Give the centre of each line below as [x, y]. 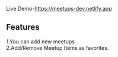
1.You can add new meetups [41, 42]
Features [23, 27]
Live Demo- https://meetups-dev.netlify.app [59, 9]
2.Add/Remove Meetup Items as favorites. [58, 47]
